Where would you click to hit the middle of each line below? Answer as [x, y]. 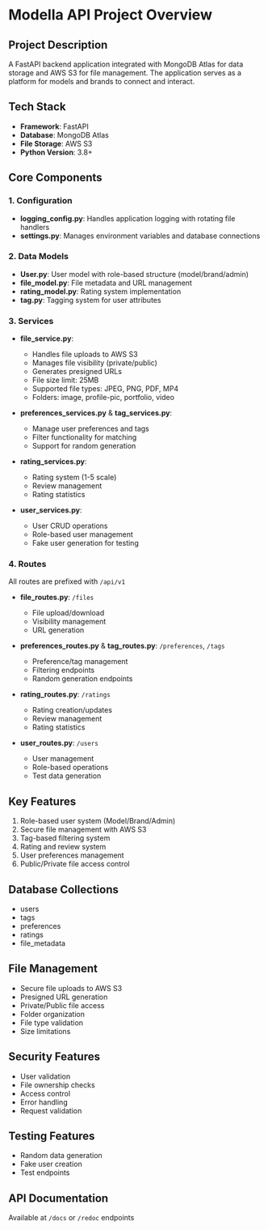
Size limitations [45, 1031]
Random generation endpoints [82, 679]
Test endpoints [45, 1173]
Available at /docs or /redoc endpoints [71, 1218]
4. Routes [27, 564]
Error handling [44, 1102]
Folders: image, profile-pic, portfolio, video [103, 398]
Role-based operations [70, 768]
